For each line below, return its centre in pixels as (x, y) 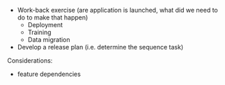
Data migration (49, 40)
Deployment (45, 25)
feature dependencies (49, 74)
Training (39, 32)
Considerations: (30, 61)
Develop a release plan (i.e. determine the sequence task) (100, 47)
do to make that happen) (53, 17)
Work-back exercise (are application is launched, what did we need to (117, 10)
